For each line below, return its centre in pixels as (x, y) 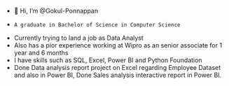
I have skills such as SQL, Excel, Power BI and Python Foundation (108, 60)
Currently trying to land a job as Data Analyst (78, 38)
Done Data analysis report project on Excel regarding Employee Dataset (117, 67)
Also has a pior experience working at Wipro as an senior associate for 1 (118, 45)
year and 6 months (41, 53)
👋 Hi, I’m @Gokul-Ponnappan (56, 11)
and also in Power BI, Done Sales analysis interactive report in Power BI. (118, 75)
